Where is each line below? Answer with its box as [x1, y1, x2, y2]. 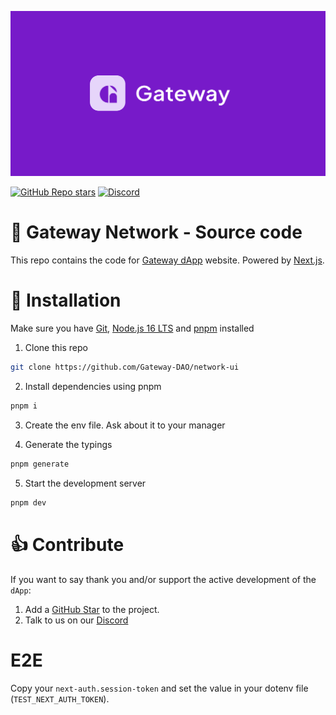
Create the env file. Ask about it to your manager [24, 419, 226, 431]
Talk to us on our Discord [24, 614, 129, 626]
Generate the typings [24, 438, 113, 450]
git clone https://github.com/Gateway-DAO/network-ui [10, 362, 240, 373]
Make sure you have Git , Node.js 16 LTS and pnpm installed [10, 322, 255, 335]
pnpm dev [10, 497, 47, 508]
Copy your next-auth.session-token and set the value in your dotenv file [10, 682, 309, 694]
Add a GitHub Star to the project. [24, 603, 160, 615]
